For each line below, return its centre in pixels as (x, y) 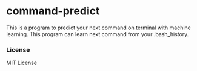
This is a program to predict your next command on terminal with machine (98, 28)
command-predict (53, 11)
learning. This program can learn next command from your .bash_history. (98, 34)
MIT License (22, 63)
